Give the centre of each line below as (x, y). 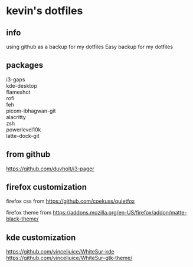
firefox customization (47, 187)
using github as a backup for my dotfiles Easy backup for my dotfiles (89, 47)
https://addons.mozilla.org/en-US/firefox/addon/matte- (120, 213)
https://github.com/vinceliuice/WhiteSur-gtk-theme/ (69, 258)
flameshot (18, 92)
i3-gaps (16, 79)
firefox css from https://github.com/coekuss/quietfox (71, 201)
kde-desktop (22, 85)
